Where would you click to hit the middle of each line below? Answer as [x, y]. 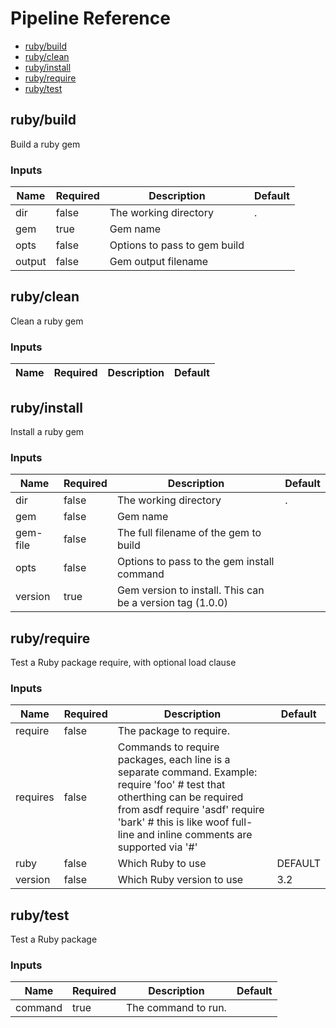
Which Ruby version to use [180, 880]
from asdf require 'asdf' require [191, 810]
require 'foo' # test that [171, 785]
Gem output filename [159, 262]
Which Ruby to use [162, 864]
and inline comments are [194, 835]
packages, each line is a [174, 760]
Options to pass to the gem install [195, 562]
